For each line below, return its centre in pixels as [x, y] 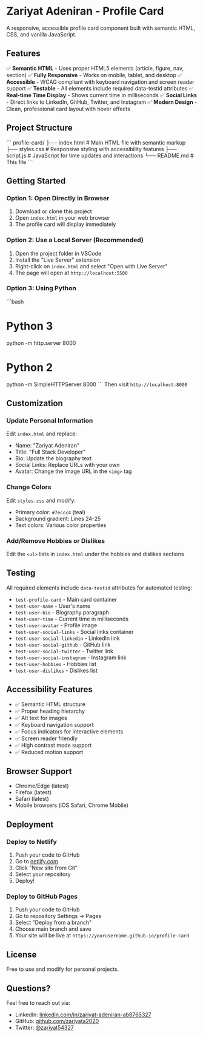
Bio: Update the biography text [53, 458]
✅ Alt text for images [41, 718]
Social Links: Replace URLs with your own [67, 465]
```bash [15, 301]
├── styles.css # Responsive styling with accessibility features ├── [92, 149]
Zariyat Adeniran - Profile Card [85, 11]
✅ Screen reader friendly [46, 738]
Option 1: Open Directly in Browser [58, 198]
